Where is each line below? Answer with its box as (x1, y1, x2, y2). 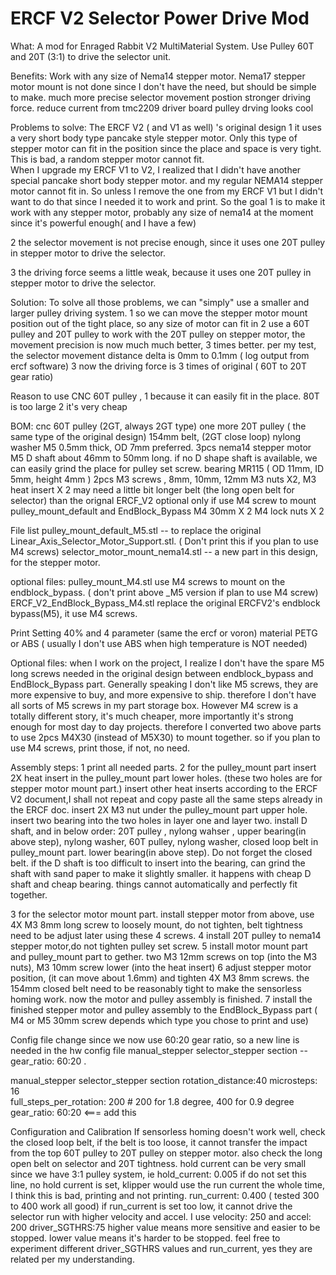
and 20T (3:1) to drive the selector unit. (10, 50, 172, 62)
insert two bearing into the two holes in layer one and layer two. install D (10, 814, 308, 826)
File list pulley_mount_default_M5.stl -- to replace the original (10, 524, 262, 536)
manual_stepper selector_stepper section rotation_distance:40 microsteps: (10, 1074, 318, 1086)
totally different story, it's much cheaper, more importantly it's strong (10, 710, 294, 722)
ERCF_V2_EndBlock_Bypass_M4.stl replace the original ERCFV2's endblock (10, 597, 321, 609)
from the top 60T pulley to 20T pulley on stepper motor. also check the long (10, 1147, 323, 1159)
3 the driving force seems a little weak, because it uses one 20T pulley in (10, 266, 312, 278)
